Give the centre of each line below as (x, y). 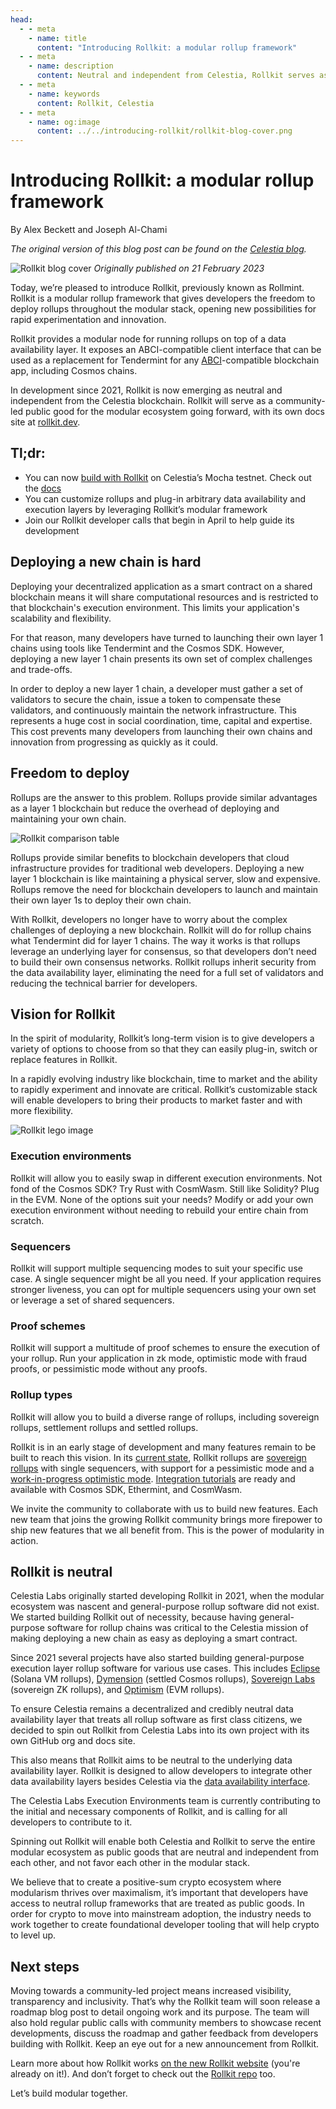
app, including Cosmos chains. (74, 371)
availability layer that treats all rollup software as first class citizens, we (156, 1720)
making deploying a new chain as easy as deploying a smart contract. (154, 1638)
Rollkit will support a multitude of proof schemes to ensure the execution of (165, 1348)
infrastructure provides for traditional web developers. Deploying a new (157, 868)
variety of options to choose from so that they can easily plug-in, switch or (164, 1049)
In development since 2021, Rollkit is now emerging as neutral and (146, 390)
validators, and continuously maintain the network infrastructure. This (153, 710)
